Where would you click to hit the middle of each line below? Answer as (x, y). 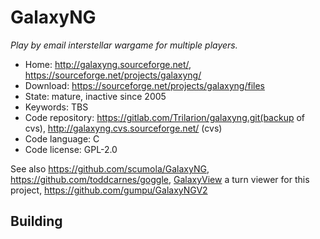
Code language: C (62, 138)
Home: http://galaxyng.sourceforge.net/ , (108, 64)
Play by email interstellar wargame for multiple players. (124, 45)
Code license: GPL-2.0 (71, 149)
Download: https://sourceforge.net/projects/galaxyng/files (144, 85)
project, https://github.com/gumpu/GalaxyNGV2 (109, 190)
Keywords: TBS (56, 107)
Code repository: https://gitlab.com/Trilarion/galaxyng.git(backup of (165, 117)
